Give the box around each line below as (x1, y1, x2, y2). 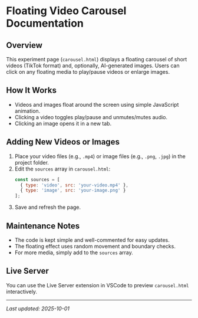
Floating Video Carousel (6, 4, 127, 18)
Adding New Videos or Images (6, 137, 120, 147)
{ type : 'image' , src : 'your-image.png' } (20, 188, 126, 194)
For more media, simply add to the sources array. (14, 249, 134, 256)
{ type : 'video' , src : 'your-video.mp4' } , (20, 182, 128, 188)
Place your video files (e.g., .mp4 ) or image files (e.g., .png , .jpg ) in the (14, 152, 186, 160)
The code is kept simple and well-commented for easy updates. (14, 236, 170, 243)
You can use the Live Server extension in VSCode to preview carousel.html (6, 281, 190, 289)
